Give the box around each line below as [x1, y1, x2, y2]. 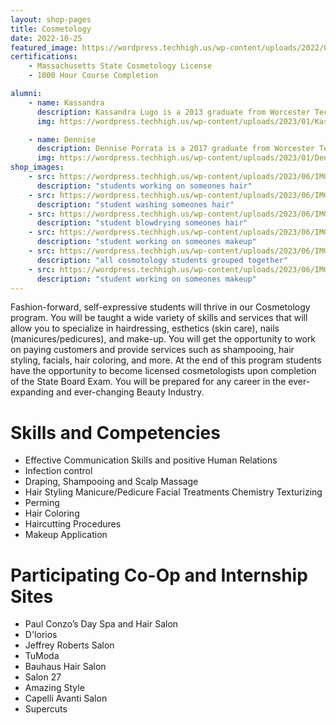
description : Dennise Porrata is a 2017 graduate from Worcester [36, 144, 315, 154]
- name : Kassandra [28, 97, 105, 108]
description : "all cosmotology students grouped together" [36, 255, 288, 265]
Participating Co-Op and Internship [10, 564, 308, 586]
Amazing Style [24, 682, 85, 694]
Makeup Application [24, 529, 108, 541]
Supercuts [24, 703, 68, 715]
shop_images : [10, 162, 65, 173]
